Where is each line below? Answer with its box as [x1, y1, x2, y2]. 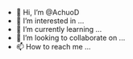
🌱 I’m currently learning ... [15, 25, 102, 33]
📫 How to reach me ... [15, 42, 91, 51]
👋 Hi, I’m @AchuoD [15, 8, 80, 17]
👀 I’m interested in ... [15, 16, 85, 26]
